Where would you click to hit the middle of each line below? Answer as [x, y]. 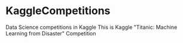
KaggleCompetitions [58, 11]
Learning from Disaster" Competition [51, 33]
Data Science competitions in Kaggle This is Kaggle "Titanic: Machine [91, 27]
